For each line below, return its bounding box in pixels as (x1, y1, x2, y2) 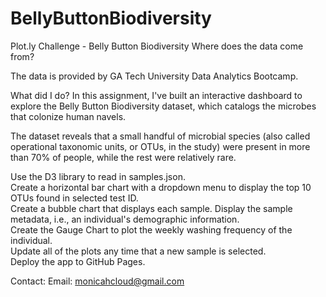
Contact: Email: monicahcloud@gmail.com (10, 275, 185, 287)
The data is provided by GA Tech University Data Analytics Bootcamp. (10, 70, 299, 82)
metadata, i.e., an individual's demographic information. (10, 213, 240, 225)
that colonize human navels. (10, 110, 127, 122)
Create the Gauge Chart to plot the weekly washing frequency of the (10, 223, 293, 236)
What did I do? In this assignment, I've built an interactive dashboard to (10, 89, 303, 101)
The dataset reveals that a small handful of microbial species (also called (10, 130, 311, 142)
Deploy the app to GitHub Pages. (10, 255, 146, 267)
